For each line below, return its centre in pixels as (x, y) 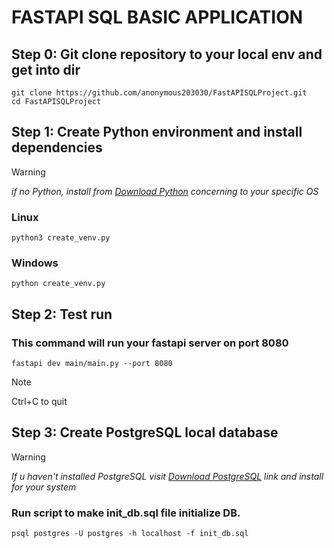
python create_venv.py (58, 284)
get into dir (46, 69)
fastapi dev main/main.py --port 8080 (92, 364)
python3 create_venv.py (61, 238)
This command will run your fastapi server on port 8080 (150, 343)
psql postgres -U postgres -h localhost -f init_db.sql (130, 534)
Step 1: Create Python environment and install (157, 132)
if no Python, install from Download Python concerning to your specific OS (165, 191)
